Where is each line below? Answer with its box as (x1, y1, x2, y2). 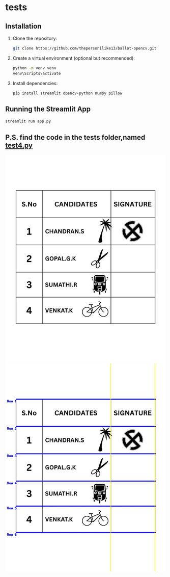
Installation (5, 22, 42, 31)
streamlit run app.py (5, 119, 51, 124)
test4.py (5, 141, 33, 149)
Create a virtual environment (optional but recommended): (12, 55, 135, 61)
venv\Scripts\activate (12, 71, 61, 76)
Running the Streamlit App (5, 104, 91, 113)
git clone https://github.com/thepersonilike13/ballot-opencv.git (12, 46, 157, 51)
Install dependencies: (12, 80, 58, 86)
